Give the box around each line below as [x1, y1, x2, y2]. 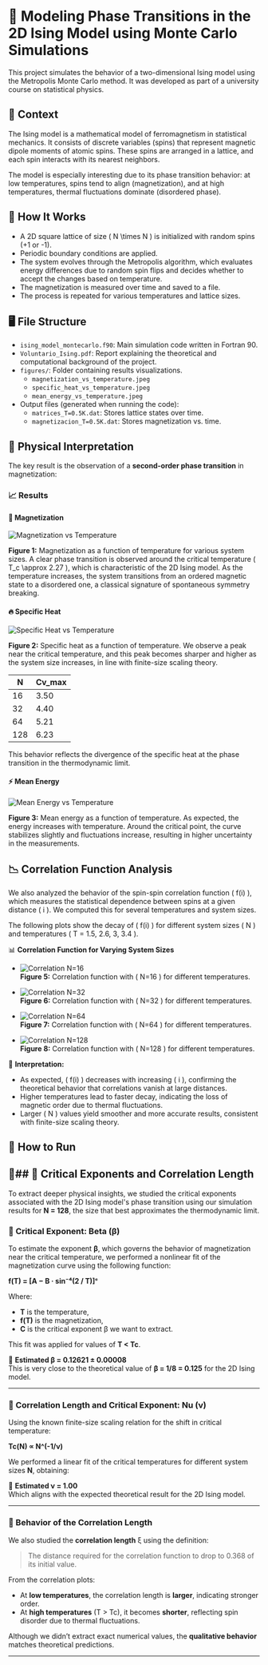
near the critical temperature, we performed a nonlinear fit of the [8, 1253, 221, 1262]
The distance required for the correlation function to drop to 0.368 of [27, 1551, 254, 1560]
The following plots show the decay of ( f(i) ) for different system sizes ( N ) [8, 920, 256, 930]
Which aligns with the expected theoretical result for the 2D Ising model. [8, 1490, 246, 1500]
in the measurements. [8, 838, 80, 848]
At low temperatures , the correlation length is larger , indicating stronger [19, 1590, 259, 1599]
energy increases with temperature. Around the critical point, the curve [8, 821, 242, 831]
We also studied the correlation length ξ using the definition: [8, 1535, 209, 1545]
